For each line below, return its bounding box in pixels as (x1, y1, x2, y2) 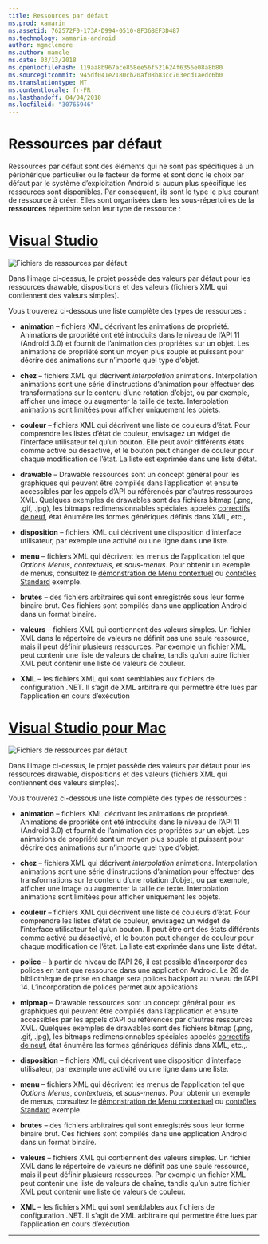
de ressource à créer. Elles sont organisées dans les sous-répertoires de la (8, 195, 254, 205)
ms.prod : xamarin (8, 19, 66, 27)
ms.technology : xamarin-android (8, 34, 116, 42)
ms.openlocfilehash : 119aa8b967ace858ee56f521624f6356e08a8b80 (8, 64, 223, 72)
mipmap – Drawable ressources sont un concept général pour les (19, 997, 236, 1007)
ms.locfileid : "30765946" (8, 101, 94, 109)
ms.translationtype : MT (8, 78, 88, 86)
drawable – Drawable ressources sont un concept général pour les (19, 470, 240, 479)
